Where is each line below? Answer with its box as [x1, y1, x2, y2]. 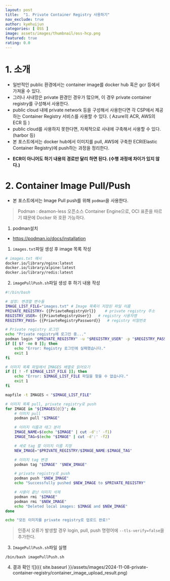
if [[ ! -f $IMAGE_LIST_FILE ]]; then [5, 369, 87, 374]
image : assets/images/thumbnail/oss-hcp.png [5, 31, 101, 36]
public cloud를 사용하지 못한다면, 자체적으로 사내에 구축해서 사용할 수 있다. [12, 126, 161, 132]
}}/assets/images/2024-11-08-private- [68, 564, 148, 570]
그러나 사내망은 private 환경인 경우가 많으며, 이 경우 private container [12, 94, 152, 100]
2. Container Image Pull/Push [5, 180, 131, 191]
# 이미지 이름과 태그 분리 [14, 425, 61, 430]
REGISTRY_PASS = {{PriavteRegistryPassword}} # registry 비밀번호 [5, 318, 146, 323]
